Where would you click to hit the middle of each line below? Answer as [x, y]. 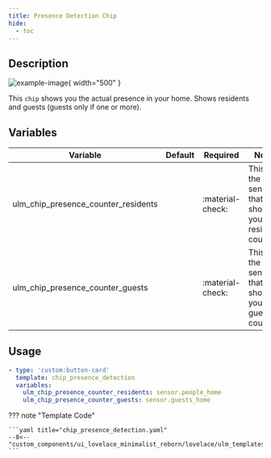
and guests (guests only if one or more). [75, 107]
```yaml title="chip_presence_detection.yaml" [88, 431]
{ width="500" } [95, 83]
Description [38, 63]
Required [221, 155]
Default [180, 155]
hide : [17, 23]
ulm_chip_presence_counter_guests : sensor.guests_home [117, 400]
